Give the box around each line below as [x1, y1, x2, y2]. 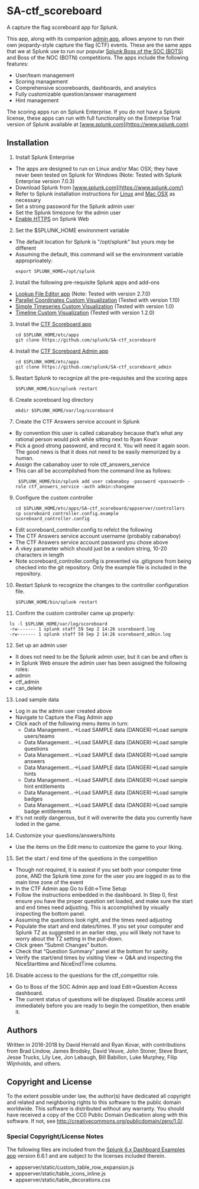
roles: [15, 666, 30, 673]
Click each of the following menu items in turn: [15, 719, 129, 727]
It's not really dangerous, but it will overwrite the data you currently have [15, 814, 193, 821]
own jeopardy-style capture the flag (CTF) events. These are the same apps [6, 41, 192, 48]
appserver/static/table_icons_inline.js [15, 1170, 106, 1177]
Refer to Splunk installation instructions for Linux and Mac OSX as [15, 190, 175, 197]
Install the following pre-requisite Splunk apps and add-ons [15, 279, 160, 286]
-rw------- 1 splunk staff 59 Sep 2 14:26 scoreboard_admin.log [9, 631, 171, 637]
